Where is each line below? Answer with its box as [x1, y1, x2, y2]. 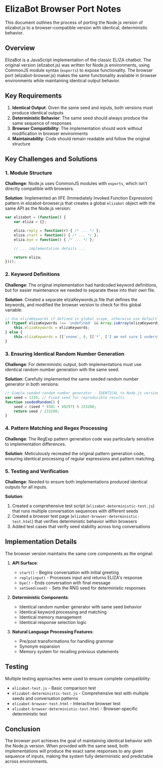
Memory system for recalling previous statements [19, 648, 119, 654]
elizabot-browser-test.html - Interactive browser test [12, 700, 121, 706]
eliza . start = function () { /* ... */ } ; [14, 233, 98, 238]
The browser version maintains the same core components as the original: [5, 550, 154, 556]
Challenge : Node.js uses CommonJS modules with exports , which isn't [5, 181, 147, 186]
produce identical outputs [12, 110, 64, 115]
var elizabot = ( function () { [5, 215, 66, 220]
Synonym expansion [19, 643, 61, 649]
